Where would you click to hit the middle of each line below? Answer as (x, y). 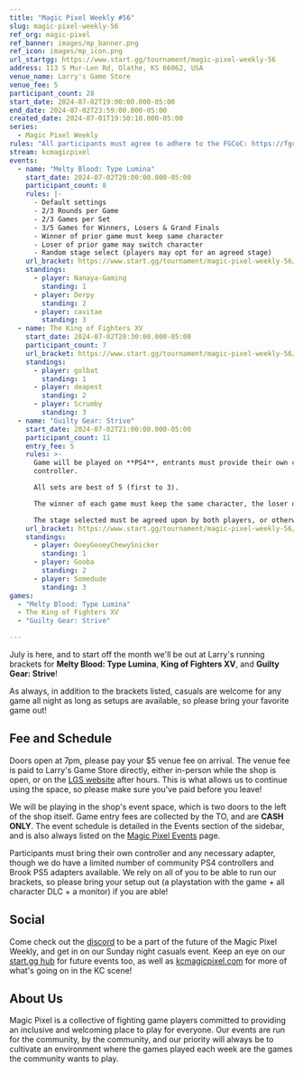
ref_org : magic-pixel (50, 34)
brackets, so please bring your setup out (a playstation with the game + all (147, 882)
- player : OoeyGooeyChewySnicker (96, 546)
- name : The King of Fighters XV (80, 329)
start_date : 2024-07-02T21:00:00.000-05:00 (109, 429)
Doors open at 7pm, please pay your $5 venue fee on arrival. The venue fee (150, 760)
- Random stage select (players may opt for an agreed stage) (152, 253)
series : (24, 127)
